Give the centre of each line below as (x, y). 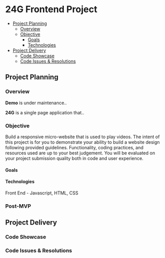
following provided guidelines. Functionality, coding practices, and (74, 147)
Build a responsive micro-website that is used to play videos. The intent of (82, 137)
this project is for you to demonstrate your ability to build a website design (83, 142)
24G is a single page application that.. (45, 112)
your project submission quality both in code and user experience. (74, 158)
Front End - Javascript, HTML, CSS (42, 193)
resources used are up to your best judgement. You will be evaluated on (80, 153)
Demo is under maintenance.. (36, 103)
